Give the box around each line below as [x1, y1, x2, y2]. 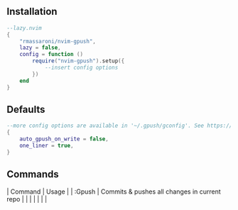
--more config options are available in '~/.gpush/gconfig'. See [6, 122, 204, 130]
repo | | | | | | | [6, 194, 48, 203]
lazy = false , [19, 44, 61, 52]
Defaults [6, 103, 45, 116]
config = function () [19, 51, 83, 58]
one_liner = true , [19, 142, 74, 149]
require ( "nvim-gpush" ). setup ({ [32, 57, 125, 65]
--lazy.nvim [6, 24, 42, 31]
